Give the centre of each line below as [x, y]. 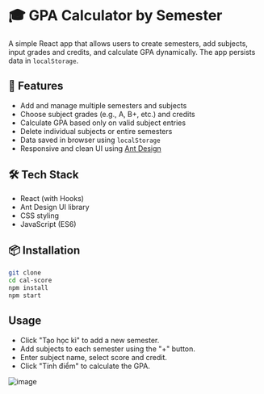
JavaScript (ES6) [48, 224]
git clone [25, 273]
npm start [25, 295]
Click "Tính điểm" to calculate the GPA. [85, 366]
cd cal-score [30, 281]
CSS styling [39, 216]
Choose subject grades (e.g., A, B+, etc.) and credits [107, 114]
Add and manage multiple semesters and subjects [103, 105]
